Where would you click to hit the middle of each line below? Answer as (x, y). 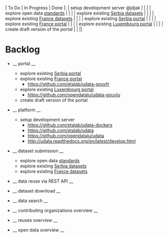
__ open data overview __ (38, 230)
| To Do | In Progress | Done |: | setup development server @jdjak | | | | (78, 8)
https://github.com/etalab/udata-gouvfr (68, 84)
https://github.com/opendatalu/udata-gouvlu (74, 95)
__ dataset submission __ (38, 151)
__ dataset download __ (36, 191)
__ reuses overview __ (35, 220)
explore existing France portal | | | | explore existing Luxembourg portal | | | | (84, 24)
